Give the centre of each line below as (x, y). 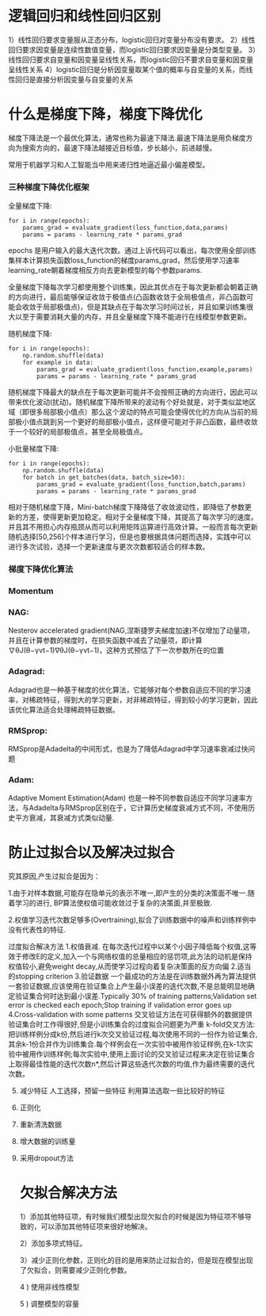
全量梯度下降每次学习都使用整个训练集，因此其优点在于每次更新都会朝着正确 (133, 287)
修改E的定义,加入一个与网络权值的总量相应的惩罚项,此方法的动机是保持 (137, 957)
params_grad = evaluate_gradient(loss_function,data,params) (125, 228)
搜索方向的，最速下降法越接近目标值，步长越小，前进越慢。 (119, 147)
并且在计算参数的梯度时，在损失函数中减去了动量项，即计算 (105, 641)
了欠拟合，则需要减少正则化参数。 (75, 1270)
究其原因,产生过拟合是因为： (55, 876)
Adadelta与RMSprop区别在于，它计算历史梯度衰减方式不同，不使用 (139, 808)
